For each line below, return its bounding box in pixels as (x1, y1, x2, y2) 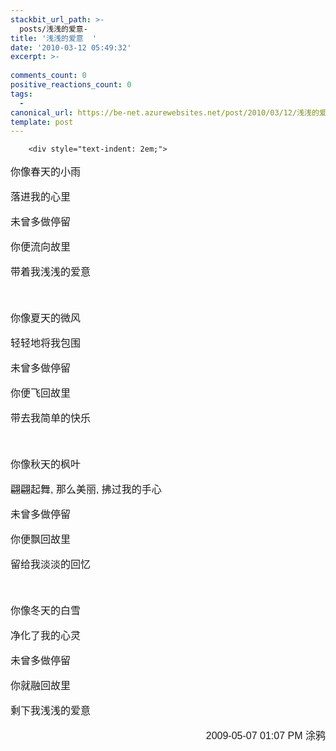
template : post (10, 117, 74, 127)
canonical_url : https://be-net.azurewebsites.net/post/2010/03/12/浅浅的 (10, 107, 320, 118)
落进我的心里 (10, 191, 72, 203)
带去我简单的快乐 (10, 412, 92, 425)
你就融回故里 (10, 680, 72, 692)
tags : (10, 89, 33, 99)
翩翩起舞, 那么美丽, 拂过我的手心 (10, 484, 162, 496)
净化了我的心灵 (10, 630, 82, 642)
